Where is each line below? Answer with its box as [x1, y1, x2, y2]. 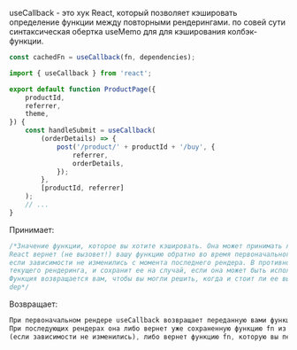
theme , [25, 110, 49, 119]
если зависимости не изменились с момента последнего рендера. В [9, 258, 255, 267]
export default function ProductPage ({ [9, 84, 156, 94]
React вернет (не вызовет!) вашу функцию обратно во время [9, 250, 232, 259]
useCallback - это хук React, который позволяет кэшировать [9, 8, 238, 18]
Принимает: [9, 224, 55, 235]
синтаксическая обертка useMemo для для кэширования [9, 27, 226, 36]
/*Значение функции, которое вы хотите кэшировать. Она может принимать [9, 241, 283, 251]
